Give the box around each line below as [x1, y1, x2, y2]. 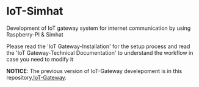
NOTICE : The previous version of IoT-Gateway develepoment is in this [6, 67, 183, 74]
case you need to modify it [6, 55, 74, 63]
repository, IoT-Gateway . [6, 74, 67, 81]
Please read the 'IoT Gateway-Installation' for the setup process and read [6, 43, 190, 50]
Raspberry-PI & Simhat [6, 30, 64, 38]
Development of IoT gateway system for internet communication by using [6, 24, 191, 32]
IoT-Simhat [6, 4, 63, 18]
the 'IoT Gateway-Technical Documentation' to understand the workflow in [6, 49, 194, 56]
